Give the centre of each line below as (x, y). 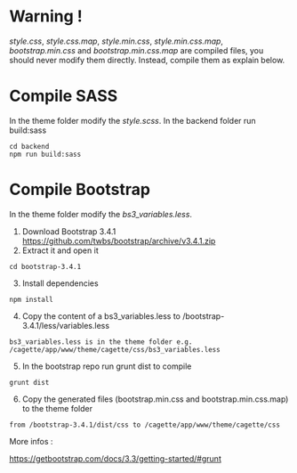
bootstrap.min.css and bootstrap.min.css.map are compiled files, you (136, 50)
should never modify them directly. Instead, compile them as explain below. (147, 60)
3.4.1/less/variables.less (65, 325)
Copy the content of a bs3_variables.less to (101, 316)
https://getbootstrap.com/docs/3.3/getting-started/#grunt (116, 458)
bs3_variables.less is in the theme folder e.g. (101, 342)
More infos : (31, 441)
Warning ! (46, 16)
